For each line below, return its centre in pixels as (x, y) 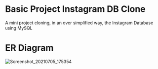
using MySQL (19, 28)
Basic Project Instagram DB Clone (75, 9)
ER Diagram (29, 48)
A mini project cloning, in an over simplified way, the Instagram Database (79, 23)
